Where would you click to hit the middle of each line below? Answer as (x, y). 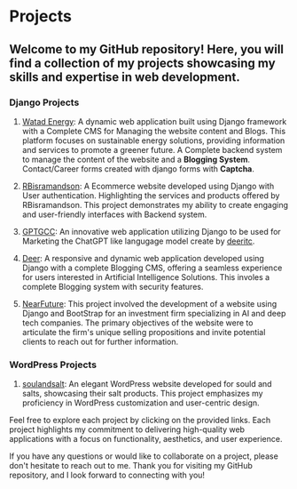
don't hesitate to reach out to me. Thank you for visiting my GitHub (131, 466)
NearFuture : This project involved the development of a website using (149, 303)
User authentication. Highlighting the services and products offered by (151, 195)
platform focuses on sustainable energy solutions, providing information (153, 140)
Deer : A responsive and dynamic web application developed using (143, 258)
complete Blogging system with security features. (113, 286)
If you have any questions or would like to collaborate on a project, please (144, 456)
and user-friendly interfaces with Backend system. (114, 214)
